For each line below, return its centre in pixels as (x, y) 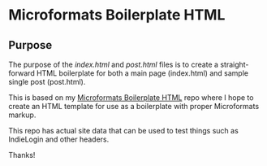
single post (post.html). (47, 82)
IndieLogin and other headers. (59, 139)
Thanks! (22, 155)
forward (22, 73)
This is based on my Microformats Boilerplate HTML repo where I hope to (131, 98)
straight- (235, 64)
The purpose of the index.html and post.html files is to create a (114, 64)
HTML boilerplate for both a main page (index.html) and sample (142, 73)
